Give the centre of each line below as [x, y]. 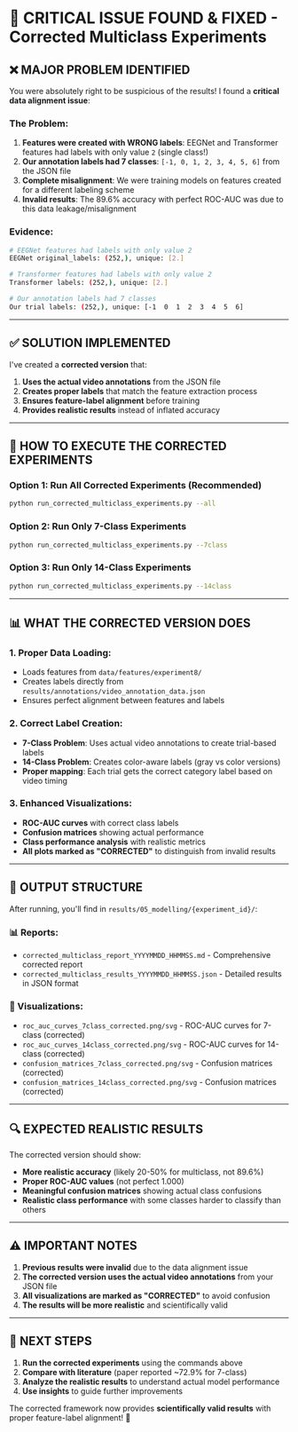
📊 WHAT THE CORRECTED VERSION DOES [130, 623]
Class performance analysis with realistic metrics [114, 842]
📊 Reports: [34, 932]
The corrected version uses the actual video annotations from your [148, 1277]
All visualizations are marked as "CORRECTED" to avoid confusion [146, 1295]
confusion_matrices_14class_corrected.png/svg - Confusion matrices [149, 1082]
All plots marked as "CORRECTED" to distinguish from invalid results [149, 850]
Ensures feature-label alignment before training [111, 400]
